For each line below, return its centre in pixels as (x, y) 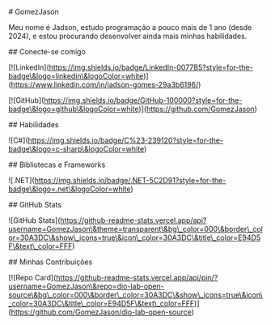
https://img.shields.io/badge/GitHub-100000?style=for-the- (143, 100)
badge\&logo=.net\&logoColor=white (70, 189)
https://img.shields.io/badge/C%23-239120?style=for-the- (126, 140)
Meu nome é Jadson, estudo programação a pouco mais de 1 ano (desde (130, 27)
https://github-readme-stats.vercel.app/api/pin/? (137, 278)
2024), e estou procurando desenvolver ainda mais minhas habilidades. (128, 36)
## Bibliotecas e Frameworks (57, 165)
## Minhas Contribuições (51, 262)
